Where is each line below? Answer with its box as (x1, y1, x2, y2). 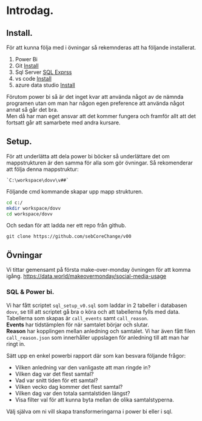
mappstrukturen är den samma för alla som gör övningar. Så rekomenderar (6, 159, 193, 166)
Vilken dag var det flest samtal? (15, 370, 94, 377)
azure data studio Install (15, 81, 75, 89)
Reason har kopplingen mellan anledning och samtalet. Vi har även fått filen (6, 327, 195, 334)
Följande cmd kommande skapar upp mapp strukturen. (6, 187, 144, 195)
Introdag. (6, 4, 54, 18)
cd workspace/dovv (6, 210, 53, 217)
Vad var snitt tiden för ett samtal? (15, 377, 98, 384)
